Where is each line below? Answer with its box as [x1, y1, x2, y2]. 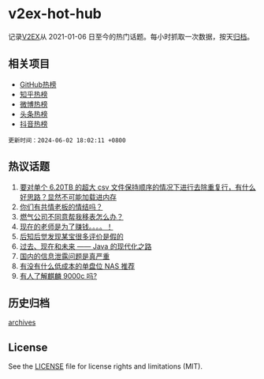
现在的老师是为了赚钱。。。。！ [19, 222, 113, 231]
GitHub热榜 [19, 80, 57, 89]
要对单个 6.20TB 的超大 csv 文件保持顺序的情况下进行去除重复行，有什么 [19, 182, 256, 192]
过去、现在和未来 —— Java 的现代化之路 [19, 242, 152, 251]
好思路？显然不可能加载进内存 [19, 192, 117, 201]
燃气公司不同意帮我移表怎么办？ [19, 212, 124, 221]
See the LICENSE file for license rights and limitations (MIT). [8, 362, 203, 371]
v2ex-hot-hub [8, 5, 102, 23]
